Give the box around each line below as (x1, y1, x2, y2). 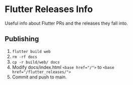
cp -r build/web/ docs (12, 59, 60, 65)
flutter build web (12, 49, 51, 54)
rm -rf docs (12, 54, 37, 59)
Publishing (5, 35, 39, 43)
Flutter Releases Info (5, 4, 93, 15)
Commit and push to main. (12, 74, 67, 80)
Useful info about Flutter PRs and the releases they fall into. (5, 20, 128, 26)
